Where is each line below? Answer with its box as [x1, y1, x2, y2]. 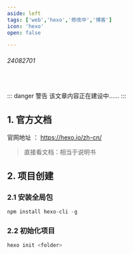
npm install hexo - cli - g [7, 208, 78, 215]
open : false [7, 29, 41, 36]
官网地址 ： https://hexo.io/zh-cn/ [7, 133, 102, 141]
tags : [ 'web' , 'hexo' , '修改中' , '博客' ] [7, 16, 113, 23]
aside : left [7, 10, 41, 17]
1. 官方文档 [7, 114, 53, 126]
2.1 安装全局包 [7, 192, 53, 202]
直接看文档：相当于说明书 [23, 148, 96, 157]
